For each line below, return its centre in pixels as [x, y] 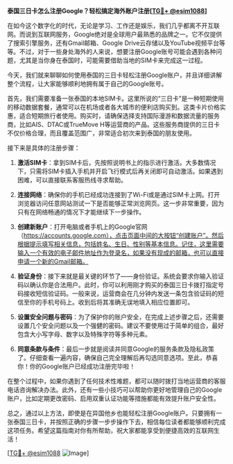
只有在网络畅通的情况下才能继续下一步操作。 [81, 212]
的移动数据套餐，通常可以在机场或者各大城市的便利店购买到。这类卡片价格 [113, 107]
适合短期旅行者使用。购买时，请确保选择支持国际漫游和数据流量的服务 [119, 116]
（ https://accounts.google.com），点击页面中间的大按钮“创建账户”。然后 [120, 235]
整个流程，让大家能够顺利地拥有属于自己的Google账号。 [87, 84]
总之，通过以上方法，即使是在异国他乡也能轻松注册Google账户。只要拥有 [112, 413]
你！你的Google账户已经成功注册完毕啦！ [76, 366]
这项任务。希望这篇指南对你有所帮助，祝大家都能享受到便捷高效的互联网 [110, 430]
